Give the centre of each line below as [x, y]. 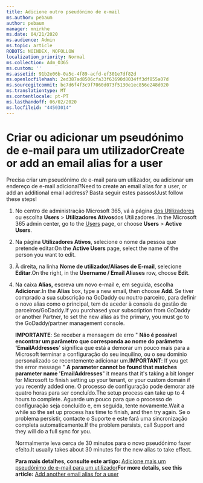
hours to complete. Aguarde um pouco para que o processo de [93, 399]
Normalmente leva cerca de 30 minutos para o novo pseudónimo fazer [103, 443]
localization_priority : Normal [46, 57]
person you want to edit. [45, 255]
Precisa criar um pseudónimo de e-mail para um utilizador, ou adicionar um [100, 180]
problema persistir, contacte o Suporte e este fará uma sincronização [101, 419]
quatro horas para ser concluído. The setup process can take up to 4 [100, 393]
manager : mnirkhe [28, 29]
